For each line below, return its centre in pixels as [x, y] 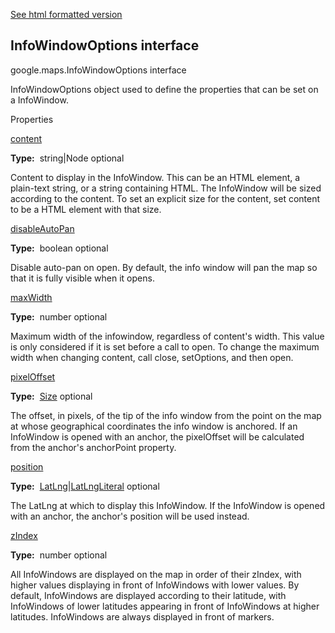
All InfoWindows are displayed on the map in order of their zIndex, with [156, 574]
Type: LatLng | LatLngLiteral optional [85, 486]
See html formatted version [66, 14]
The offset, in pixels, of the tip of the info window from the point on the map [166, 415]
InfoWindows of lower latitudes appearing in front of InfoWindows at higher [165, 606]
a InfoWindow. [39, 100]
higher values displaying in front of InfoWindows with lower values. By [155, 585]
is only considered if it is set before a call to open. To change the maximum [165, 346]
